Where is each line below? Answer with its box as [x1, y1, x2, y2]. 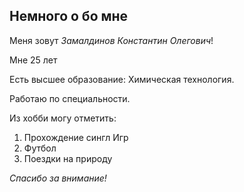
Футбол [23, 142, 57, 154]
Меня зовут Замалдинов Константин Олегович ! [9, 34, 214, 46]
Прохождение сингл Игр [23, 131, 129, 143]
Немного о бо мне [9, 8, 129, 25]
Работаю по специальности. [9, 92, 131, 104]
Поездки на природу [23, 152, 113, 164]
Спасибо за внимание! [9, 172, 107, 184]
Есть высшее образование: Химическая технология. [9, 73, 235, 85]
